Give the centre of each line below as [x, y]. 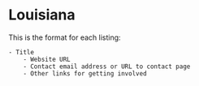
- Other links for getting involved [85, 73]
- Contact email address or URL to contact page [107, 67]
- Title [22, 52]
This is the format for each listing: [65, 37]
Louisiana [42, 15]
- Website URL [47, 59]
